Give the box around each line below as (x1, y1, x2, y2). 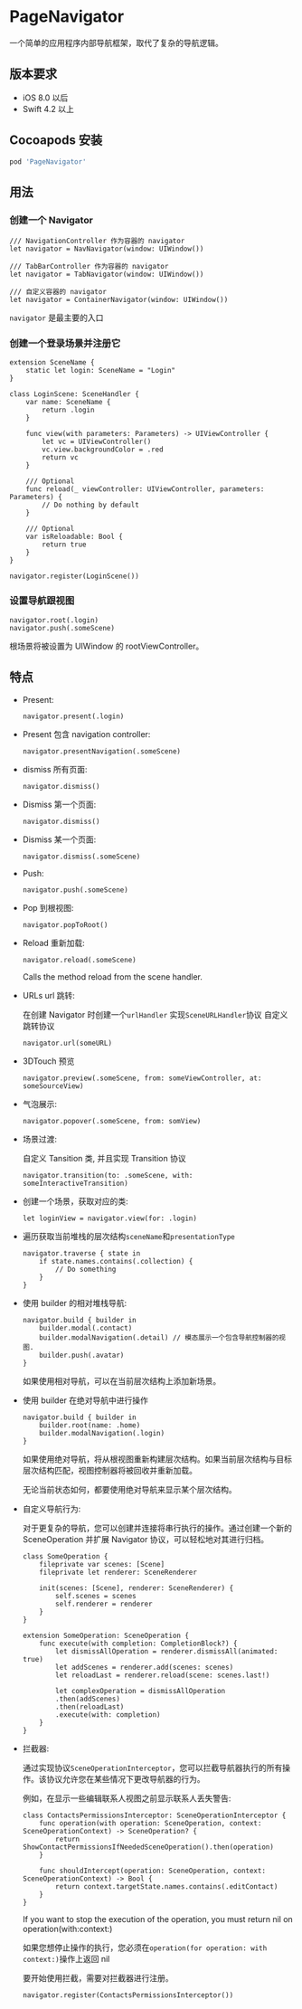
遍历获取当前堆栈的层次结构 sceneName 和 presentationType (22, 1230, 235, 1241)
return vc (42, 453, 79, 462)
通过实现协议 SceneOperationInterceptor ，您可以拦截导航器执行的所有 (22, 1762, 283, 1773)
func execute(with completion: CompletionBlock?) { (39, 1639, 238, 1648)
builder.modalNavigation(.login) (39, 1428, 165, 1437)
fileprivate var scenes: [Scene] (39, 1559, 165, 1568)
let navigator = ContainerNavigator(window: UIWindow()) (9, 296, 229, 305)
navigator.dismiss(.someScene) (22, 852, 141, 861)
